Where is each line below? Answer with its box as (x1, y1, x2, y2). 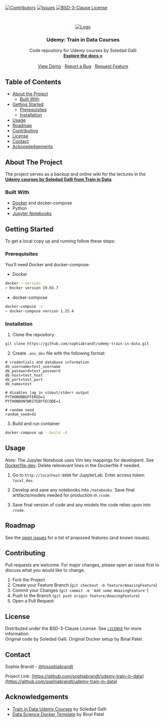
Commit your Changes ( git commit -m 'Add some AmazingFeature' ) (12, 588, 149, 594)
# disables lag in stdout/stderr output (5, 390, 90, 395)
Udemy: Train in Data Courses (46, 36, 120, 43)
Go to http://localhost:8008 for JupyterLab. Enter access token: (12, 472, 145, 478)
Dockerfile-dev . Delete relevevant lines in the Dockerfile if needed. (5, 462, 141, 468)
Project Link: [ (5, 673, 34, 679)
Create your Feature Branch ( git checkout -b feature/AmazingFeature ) (12, 582, 158, 588)
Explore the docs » (63, 53, 103, 59)
